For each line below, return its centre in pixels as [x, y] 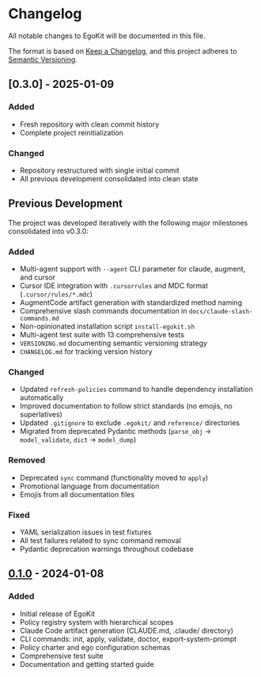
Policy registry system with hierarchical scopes [96, 622]
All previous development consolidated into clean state [109, 178]
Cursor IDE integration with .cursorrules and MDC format [113, 286]
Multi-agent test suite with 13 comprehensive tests [102, 335]
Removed [27, 460]
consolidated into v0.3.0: [49, 231]
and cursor [38, 277]
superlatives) [41, 415]
